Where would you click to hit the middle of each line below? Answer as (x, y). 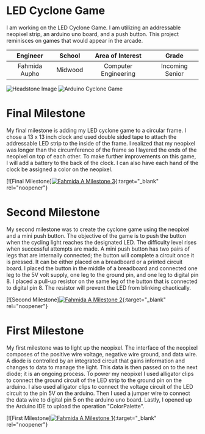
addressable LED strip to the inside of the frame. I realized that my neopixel (101, 143)
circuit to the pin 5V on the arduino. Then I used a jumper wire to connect (98, 393)
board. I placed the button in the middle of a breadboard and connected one (102, 268)
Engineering (118, 73)
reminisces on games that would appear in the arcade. (75, 40)
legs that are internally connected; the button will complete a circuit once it (100, 255)
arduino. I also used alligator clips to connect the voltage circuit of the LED (100, 386)
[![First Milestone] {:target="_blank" (81, 418)
